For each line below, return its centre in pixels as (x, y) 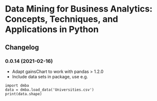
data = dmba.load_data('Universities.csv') (50, 90)
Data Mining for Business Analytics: (79, 9)
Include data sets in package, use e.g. (50, 76)
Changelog (22, 47)
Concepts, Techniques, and (62, 19)
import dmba (17, 86)
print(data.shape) (24, 94)
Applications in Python (52, 29)
